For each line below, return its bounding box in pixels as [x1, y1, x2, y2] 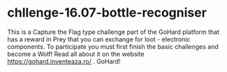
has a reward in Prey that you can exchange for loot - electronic [7, 35, 191, 43]
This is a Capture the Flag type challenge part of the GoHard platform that [7, 28, 220, 36]
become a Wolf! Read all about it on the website [7, 50, 145, 58]
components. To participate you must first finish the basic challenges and [7, 42, 219, 51]
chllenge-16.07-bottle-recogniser [7, 5, 207, 21]
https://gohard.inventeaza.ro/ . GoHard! [7, 57, 121, 65]
